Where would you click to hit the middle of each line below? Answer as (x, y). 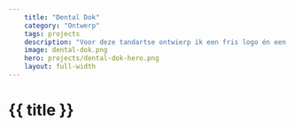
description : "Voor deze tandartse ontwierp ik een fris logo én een (155, 42)
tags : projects (52, 34)
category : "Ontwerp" (62, 26)
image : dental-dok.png (66, 50)
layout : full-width (60, 67)
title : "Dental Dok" (62, 17)
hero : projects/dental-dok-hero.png (92, 58)
